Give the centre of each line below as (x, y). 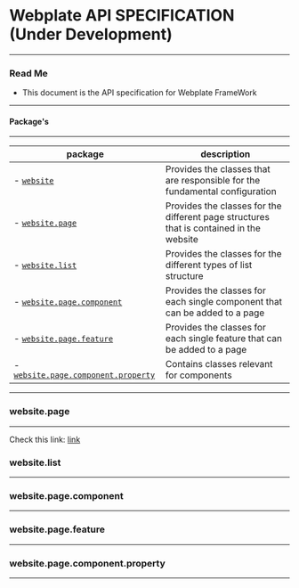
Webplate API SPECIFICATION (122, 16)
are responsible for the (213, 181)
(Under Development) (91, 34)
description (225, 154)
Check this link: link (45, 439)
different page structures (217, 217)
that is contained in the (213, 228)
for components (199, 375)
